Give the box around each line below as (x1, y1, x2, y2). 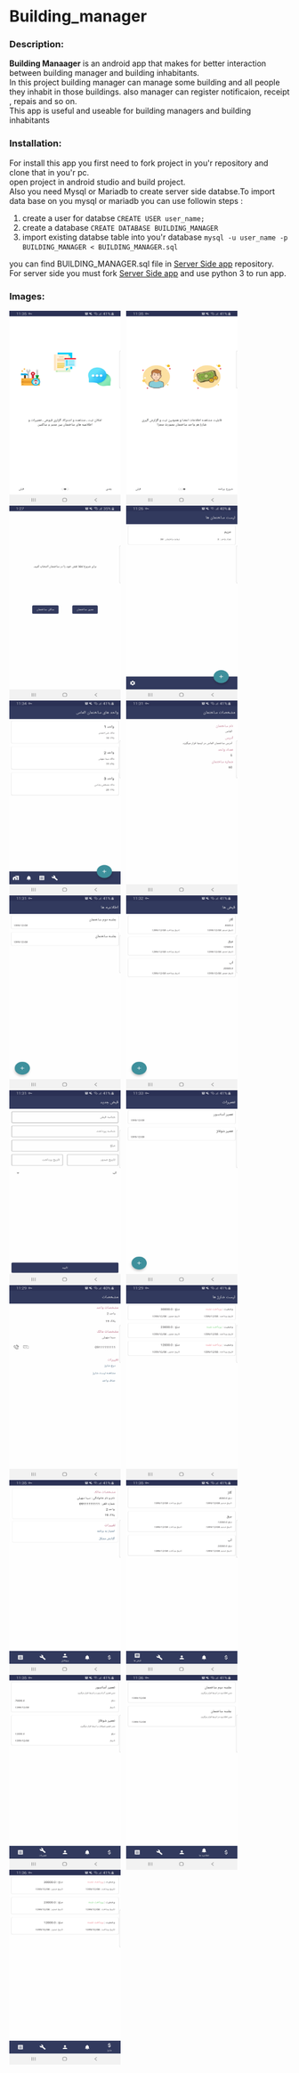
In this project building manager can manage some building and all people (9, 78, 280, 88)
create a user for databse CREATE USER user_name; (21, 212, 206, 224)
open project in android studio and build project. (9, 176, 186, 187)
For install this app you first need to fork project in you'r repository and (9, 158, 269, 168)
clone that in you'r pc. (9, 167, 90, 177)
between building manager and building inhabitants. (9, 68, 200, 78)
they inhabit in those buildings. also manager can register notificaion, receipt (9, 86, 290, 97)
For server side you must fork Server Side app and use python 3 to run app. (9, 267, 287, 278)
